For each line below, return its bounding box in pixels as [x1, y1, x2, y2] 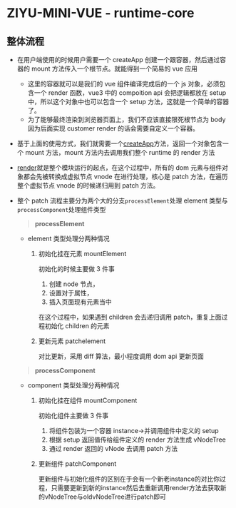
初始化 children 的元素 [44, 322, 110, 330]
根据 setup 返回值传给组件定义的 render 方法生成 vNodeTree [48, 435, 226, 444]
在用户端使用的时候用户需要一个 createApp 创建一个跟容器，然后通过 [16, 56, 220, 63]
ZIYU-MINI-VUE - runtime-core [6, 5, 195, 21]
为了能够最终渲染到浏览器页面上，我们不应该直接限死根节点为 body [27, 116, 226, 123]
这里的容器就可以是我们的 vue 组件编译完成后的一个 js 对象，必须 [27, 80, 220, 88]
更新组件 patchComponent [38, 459, 117, 468]
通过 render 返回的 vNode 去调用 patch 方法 [48, 444, 178, 452]
